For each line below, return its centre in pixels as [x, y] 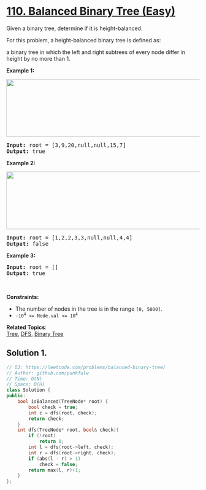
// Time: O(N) [25, 379]
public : [16, 396]
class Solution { [29, 390]
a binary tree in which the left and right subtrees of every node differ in [96, 52]
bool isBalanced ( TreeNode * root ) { [63, 402]
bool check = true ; [53, 407]
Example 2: [21, 163]
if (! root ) [42, 436]
